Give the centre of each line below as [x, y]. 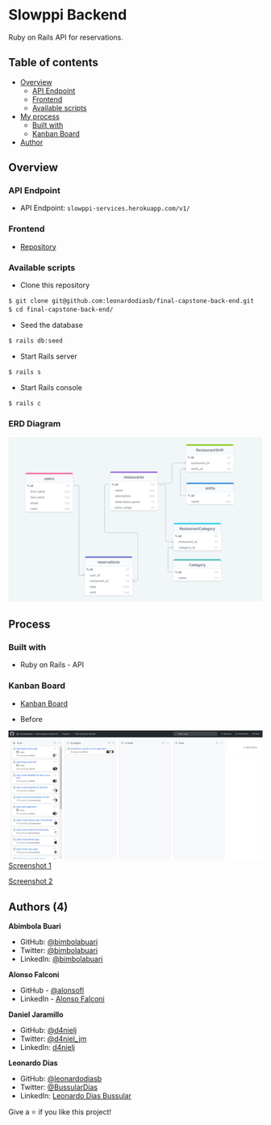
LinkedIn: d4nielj [47, 1047]
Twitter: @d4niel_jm [53, 1039]
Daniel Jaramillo [36, 1014]
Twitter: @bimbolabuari [59, 951]
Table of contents [53, 63]
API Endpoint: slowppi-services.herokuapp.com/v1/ [105, 208]
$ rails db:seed [35, 341]
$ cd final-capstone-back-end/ [61, 309]
